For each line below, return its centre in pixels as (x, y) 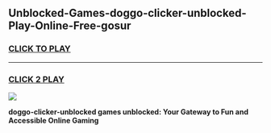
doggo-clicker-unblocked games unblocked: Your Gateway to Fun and (128, 111)
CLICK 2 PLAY (36, 79)
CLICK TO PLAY (40, 49)
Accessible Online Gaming (54, 120)
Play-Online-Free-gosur (70, 26)
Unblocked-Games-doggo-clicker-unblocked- (127, 13)
